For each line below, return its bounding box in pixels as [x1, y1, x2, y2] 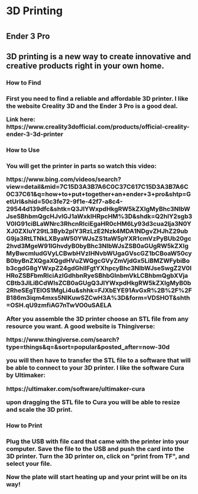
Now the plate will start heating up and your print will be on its [6, 473, 187, 481]
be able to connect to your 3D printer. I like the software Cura [6, 364, 184, 372]
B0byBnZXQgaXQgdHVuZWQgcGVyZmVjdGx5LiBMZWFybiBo [6, 256, 190, 265]
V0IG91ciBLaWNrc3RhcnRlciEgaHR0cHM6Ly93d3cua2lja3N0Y [6, 220, 192, 228]
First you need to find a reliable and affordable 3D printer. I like [6, 94, 189, 102]
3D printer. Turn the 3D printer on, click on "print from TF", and [6, 452, 190, 460]
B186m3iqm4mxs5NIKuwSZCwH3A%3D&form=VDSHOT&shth [6, 294, 190, 302]
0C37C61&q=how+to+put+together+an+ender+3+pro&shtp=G [6, 190, 191, 198]
